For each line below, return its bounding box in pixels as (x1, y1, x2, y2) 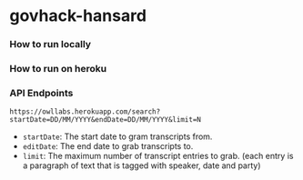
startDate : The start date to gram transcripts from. (22, 131, 213, 142)
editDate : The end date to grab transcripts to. (22, 141, 194, 152)
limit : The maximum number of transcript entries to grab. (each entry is (22, 151, 294, 162)
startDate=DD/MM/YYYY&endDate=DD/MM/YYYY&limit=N (9, 115, 202, 125)
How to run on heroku (9, 63, 107, 75)
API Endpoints (9, 86, 74, 99)
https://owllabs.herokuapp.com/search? (9, 107, 161, 116)
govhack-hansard (9, 5, 147, 26)
